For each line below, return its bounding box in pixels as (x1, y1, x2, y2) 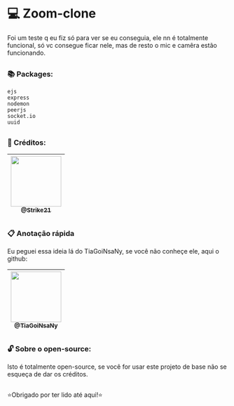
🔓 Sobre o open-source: (7, 343, 92, 353)
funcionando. (7, 48, 46, 57)
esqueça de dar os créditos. (7, 370, 88, 378)
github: (7, 254, 28, 263)
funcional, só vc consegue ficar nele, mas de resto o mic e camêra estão (7, 41, 217, 49)
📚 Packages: (7, 70, 54, 79)
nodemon (7, 100, 30, 107)
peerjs (7, 106, 27, 113)
